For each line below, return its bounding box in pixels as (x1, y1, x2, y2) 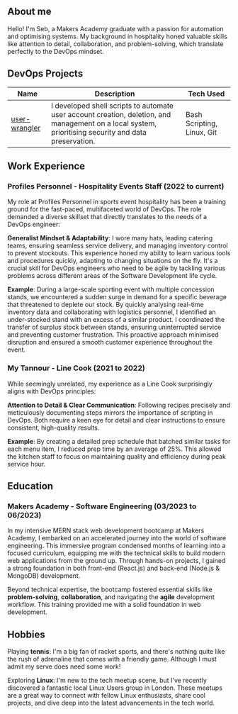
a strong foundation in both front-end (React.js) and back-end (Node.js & (7, 564, 220, 573)
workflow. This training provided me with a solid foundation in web (7, 601, 201, 609)
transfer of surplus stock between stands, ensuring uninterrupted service (7, 323, 222, 332)
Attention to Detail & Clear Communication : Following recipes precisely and (7, 401, 231, 409)
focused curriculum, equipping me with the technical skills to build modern (7, 549, 225, 557)
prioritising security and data (50, 127, 147, 137)
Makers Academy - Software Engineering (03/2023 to (7, 501, 197, 511)
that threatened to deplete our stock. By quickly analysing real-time (7, 301, 204, 309)
